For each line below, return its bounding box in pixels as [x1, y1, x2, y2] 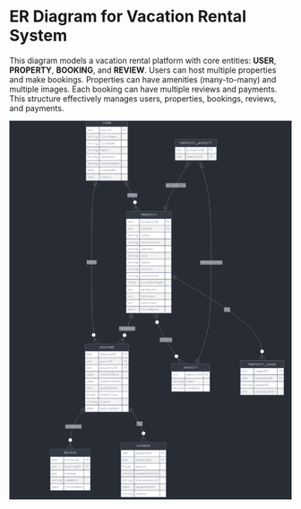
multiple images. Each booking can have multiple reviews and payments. [9, 83, 278, 94]
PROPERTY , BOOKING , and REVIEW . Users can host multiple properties [9, 65, 277, 75]
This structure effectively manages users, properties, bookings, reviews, [9, 92, 277, 104]
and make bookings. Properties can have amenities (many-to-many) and [9, 74, 277, 84]
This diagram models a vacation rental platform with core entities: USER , [9, 55, 277, 66]
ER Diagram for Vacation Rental [9, 6, 246, 27]
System [9, 25, 68, 46]
